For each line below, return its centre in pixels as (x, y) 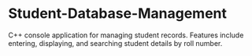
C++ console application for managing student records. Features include (126, 35)
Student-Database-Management (117, 14)
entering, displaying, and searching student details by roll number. (115, 43)
